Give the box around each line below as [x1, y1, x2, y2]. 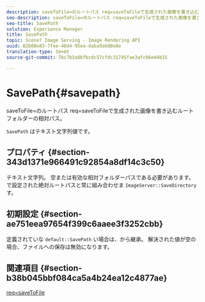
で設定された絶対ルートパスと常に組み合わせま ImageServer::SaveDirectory [6, 181, 197, 189]
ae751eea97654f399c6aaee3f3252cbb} [6, 218, 164, 229]
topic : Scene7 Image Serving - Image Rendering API [6, 37, 140, 43]
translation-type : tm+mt [6, 49, 70, 55]
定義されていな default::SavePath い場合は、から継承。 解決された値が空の [6, 235, 196, 243]
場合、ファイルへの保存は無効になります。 [6, 243, 113, 251]
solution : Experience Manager [6, 26, 84, 32]
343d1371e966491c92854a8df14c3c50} [6, 157, 165, 167]
